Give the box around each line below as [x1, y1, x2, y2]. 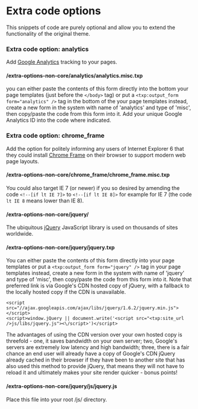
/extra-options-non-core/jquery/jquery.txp [6, 243, 115, 251]
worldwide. [6, 230, 34, 237]
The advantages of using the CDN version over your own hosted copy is [6, 331, 183, 338]
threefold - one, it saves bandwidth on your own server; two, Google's [6, 337, 178, 345]
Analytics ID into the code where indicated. [6, 117, 111, 124]
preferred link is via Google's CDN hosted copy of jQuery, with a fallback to [6, 282, 190, 289]
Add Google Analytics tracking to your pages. [6, 58, 117, 66]
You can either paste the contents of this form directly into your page [6, 257, 175, 264]
